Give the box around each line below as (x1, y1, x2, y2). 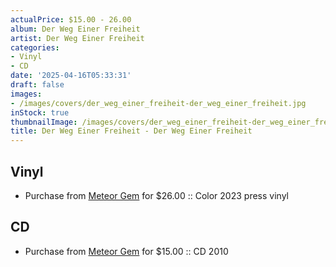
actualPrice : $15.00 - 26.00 (10, 14, 132, 25)
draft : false (10, 80, 65, 90)
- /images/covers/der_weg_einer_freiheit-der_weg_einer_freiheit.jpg (10, 98, 307, 108)
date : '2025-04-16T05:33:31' (10, 71, 132, 81)
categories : (10, 42, 60, 53)
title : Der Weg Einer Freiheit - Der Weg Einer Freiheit (10, 126, 253, 136)
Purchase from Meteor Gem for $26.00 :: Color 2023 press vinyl (24, 189, 289, 201)
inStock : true (10, 107, 70, 118)
